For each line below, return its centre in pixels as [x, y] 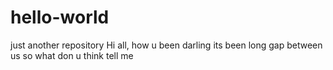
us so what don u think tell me [72, 55]
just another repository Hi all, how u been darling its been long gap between [166, 45]
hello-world [60, 17]
